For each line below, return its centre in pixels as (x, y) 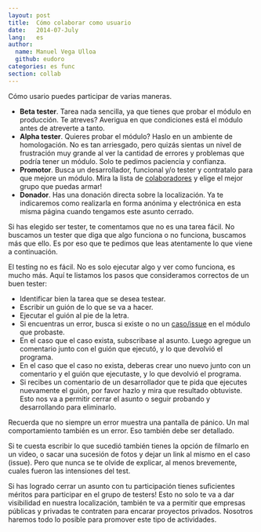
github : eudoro (40, 60)
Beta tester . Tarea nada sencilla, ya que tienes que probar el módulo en (135, 111)
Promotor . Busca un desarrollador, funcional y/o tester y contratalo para (136, 169)
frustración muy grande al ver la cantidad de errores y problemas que (132, 153)
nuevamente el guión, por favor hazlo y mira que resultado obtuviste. (131, 390)
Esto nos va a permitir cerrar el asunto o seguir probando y (114, 399)
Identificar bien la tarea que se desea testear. (92, 298)
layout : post (29, 15)
